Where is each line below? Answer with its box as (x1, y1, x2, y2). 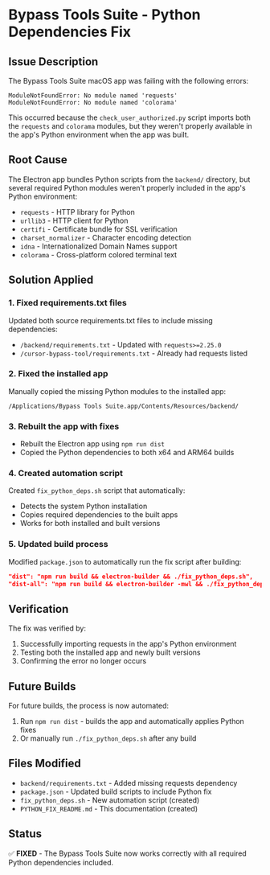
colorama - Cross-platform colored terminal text (19, 249, 178, 259)
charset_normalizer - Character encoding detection (19, 232, 191, 242)
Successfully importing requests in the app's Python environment (19, 639, 237, 649)
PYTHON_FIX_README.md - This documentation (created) (19, 803, 198, 813)
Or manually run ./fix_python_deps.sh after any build (19, 733, 197, 743)
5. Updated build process (8, 539, 108, 550)
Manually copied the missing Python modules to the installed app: (8, 386, 227, 396)
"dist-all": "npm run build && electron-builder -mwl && (8, 580, 203, 588)
